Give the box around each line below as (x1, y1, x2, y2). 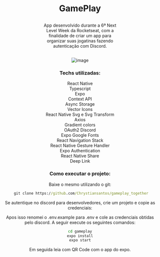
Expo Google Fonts (61, 132, 99, 138)
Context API (68, 96, 92, 102)
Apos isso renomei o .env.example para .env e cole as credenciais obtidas (6, 214, 154, 220)
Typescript (69, 86, 91, 92)
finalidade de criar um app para (48, 33, 112, 39)
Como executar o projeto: (49, 170, 111, 177)
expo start (69, 238, 91, 243)
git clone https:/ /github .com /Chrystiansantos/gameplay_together (14, 191, 149, 196)
